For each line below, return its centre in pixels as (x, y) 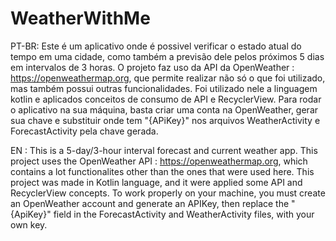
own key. (29, 224)
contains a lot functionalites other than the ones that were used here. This (162, 171)
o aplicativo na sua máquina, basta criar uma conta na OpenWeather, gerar (164, 109)
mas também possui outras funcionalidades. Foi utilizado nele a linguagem (164, 88)
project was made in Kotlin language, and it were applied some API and (156, 182)
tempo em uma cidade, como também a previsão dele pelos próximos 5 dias (167, 56)
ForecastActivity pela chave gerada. (84, 131)
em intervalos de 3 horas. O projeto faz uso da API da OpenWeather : (152, 67)
